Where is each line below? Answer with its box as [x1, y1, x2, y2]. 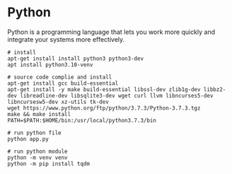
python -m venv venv [7, 153, 69, 161]
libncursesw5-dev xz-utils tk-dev [7, 98, 110, 105]
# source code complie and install [7, 74, 112, 81]
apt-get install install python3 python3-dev [7, 54, 144, 62]
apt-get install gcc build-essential [7, 79, 119, 87]
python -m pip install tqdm [7, 160, 91, 167]
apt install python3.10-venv [7, 61, 93, 68]
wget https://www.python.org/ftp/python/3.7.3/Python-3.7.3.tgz [7, 104, 201, 112]
